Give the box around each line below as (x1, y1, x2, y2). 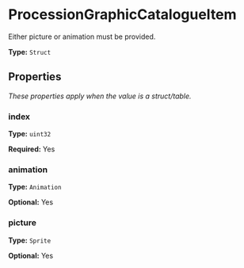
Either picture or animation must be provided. (8, 32, 156, 41)
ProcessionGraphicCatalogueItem (8, 6, 237, 24)
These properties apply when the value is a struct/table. (8, 91, 192, 101)
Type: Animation (8, 182, 62, 192)
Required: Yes (8, 144, 55, 154)
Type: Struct (8, 47, 51, 56)
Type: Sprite (8, 235, 51, 245)
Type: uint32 (8, 129, 51, 139)
